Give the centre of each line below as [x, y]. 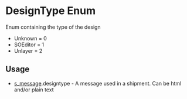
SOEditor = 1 [29, 45]
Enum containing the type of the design [53, 27]
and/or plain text [34, 90]
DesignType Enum [51, 11]
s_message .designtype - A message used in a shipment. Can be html [98, 83]
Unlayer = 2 [28, 50]
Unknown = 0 [30, 38]
